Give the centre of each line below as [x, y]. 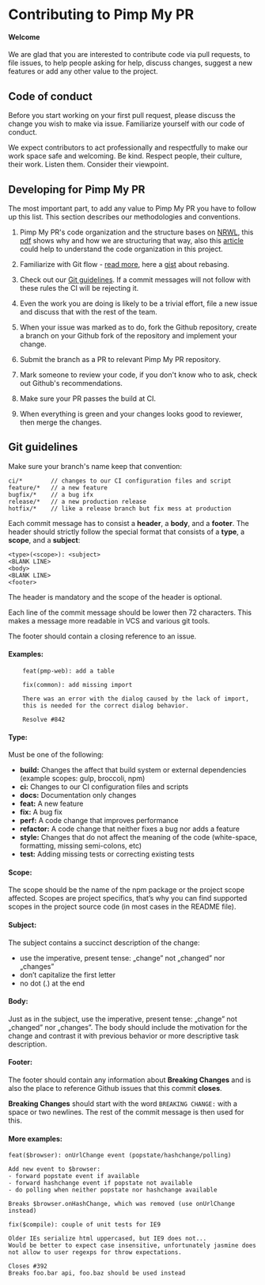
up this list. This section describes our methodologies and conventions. [125, 217]
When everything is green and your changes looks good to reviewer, [131, 414]
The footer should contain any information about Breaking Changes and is [130, 1080]
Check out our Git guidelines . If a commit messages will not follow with [135, 280]
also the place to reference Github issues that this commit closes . [115, 1089]
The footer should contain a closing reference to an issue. [102, 636]
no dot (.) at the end [52, 983]
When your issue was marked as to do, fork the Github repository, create [138, 327]
